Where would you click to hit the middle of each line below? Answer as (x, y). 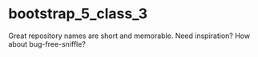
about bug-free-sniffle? (47, 44)
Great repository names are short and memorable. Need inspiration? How (129, 36)
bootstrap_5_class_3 (78, 14)
